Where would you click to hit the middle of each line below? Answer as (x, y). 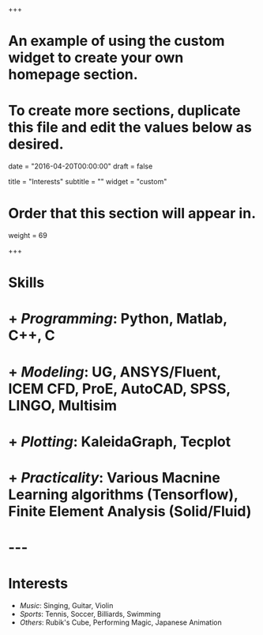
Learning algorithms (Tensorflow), (123, 494)
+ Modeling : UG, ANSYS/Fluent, (115, 372)
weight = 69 (28, 236)
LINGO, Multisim (62, 405)
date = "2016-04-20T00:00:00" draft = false (81, 166)
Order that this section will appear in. (132, 214)
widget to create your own (96, 58)
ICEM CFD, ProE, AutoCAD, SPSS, (119, 389)
